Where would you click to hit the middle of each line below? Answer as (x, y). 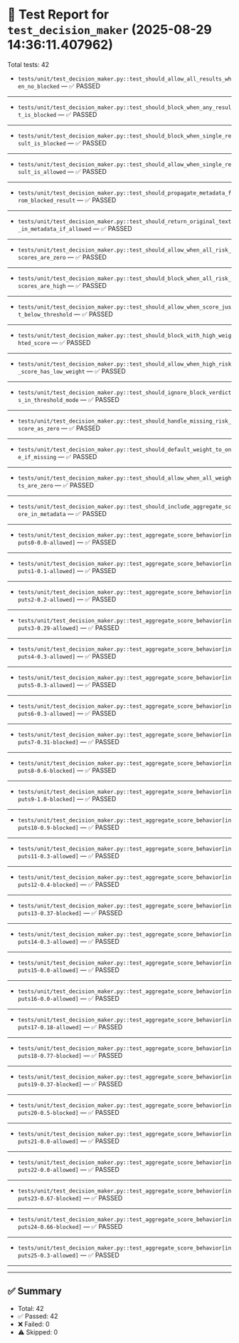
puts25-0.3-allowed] (48, 1255)
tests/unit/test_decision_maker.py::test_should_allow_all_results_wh (124, 79)
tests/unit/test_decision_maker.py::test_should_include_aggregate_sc (124, 506)
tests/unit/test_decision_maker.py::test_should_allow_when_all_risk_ (124, 250)
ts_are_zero (35, 485)
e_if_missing (37, 457)
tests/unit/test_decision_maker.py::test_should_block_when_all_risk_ (124, 278)
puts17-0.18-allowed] (49, 1027)
